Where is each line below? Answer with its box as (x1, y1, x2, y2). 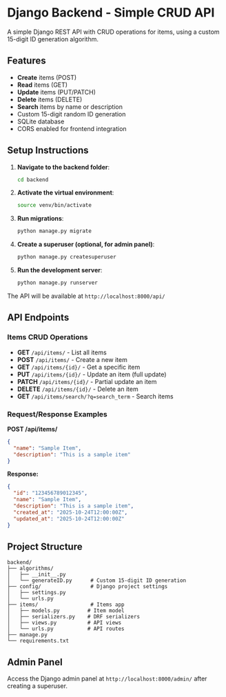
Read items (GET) (17, 81, 68, 89)
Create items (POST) (17, 73, 77, 81)
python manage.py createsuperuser (17, 254, 116, 261)
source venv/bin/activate (17, 202, 92, 209)
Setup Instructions (7, 145, 89, 156)
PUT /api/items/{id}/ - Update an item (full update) (17, 370, 167, 378)
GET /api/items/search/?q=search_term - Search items (17, 392, 174, 401)
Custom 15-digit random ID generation (17, 110, 126, 118)
